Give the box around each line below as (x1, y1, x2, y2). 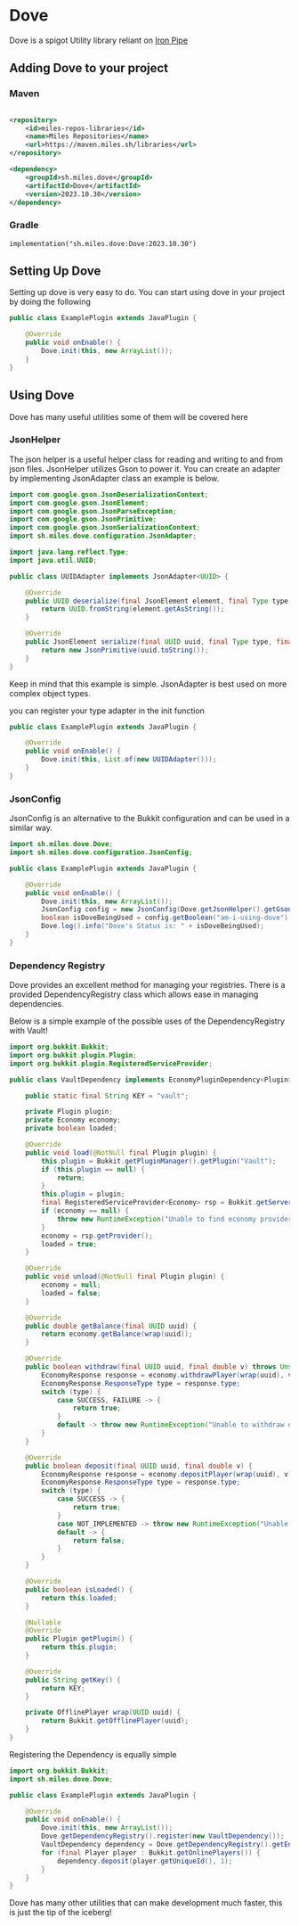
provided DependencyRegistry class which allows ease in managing (9, 989, 259, 1000)
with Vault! (9, 1025, 48, 1036)
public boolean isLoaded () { (25, 1584, 133, 1594)
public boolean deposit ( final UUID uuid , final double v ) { (25, 1461, 253, 1470)
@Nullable (25, 1617, 62, 1627)
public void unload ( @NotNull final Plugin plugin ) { (25, 1272, 225, 1281)
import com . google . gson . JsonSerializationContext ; (9, 523, 201, 532)
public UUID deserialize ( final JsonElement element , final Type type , (25, 597, 293, 605)
